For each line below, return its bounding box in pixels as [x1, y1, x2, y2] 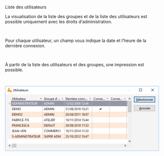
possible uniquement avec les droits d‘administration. [5, 19, 112, 24]
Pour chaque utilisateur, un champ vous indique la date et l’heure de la [5, 38, 146, 43]
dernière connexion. [5, 43, 45, 48]
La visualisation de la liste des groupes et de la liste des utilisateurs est [5, 14, 147, 19]
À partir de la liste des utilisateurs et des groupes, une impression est [5, 62, 144, 67]
